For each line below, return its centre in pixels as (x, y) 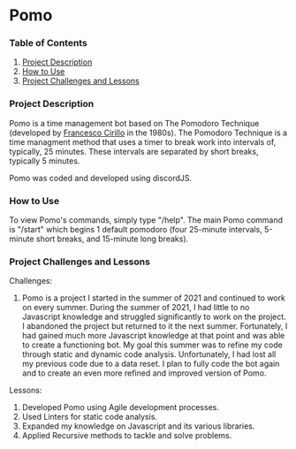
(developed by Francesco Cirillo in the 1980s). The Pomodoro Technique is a (148, 133)
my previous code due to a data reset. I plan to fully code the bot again (151, 364)
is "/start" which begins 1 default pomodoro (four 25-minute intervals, (136, 230)
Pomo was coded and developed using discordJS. (101, 178)
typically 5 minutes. (45, 161)
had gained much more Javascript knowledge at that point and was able (153, 336)
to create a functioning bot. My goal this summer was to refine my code (152, 345)
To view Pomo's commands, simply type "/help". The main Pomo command (146, 220)
